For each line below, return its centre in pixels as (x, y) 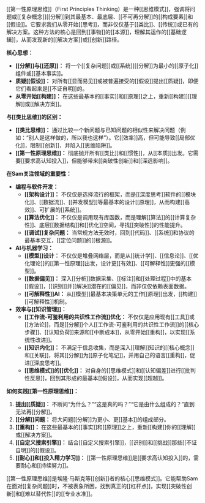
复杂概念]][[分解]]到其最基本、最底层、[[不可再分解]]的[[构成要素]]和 (107, 17)
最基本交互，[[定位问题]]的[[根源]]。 (70, 240)
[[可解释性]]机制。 (47, 301)
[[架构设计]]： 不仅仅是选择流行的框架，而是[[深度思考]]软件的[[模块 (110, 194)
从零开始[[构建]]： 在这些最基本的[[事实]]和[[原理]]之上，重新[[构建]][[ (103, 96)
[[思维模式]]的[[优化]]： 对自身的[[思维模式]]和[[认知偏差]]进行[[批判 (110, 370)
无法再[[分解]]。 (35, 412)
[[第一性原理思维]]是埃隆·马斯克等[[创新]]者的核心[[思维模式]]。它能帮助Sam (102, 478)
